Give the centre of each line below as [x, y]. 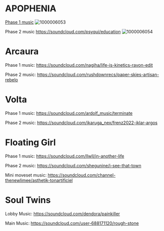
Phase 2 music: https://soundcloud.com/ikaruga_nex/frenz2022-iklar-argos [81, 123]
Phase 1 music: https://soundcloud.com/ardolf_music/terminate [69, 113]
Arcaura [22, 51]
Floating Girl [31, 142]
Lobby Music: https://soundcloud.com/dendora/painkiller [63, 213]
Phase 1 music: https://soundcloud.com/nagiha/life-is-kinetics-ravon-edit [79, 65]
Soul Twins [28, 200]
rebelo [12, 79]
